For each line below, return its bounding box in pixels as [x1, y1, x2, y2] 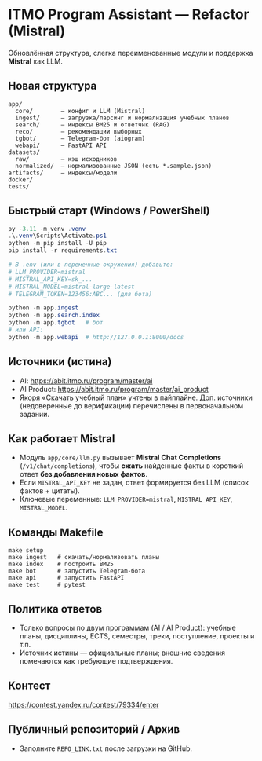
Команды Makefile [8, 525, 104, 539]
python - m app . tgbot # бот [8, 319, 104, 327]
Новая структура [8, 79, 97, 93]
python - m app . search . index [8, 312, 100, 320]
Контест [8, 679, 51, 693]
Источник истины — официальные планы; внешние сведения [19, 648, 226, 657]
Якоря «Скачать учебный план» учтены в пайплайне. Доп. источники [19, 393, 253, 402]
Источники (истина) [8, 355, 112, 368]
